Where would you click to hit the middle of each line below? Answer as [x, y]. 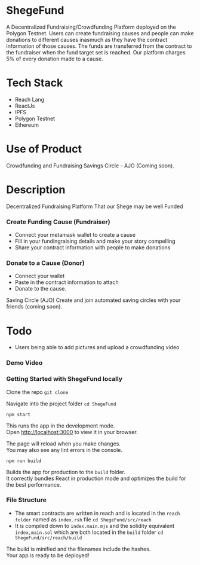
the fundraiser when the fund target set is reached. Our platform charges [96, 52]
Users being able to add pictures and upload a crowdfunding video [97, 347]
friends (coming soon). [34, 307]
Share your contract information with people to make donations [93, 248]
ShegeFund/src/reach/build [48, 538]
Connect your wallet [39, 276]
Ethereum [27, 125]
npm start [19, 414]
